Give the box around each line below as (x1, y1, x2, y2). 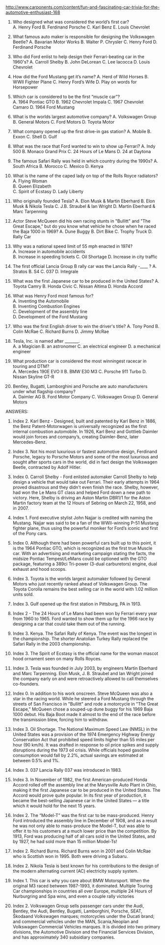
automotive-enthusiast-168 (5, 9, 60, 15)
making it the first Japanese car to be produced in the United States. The (12, 787, 161, 793)
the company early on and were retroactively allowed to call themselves (12, 676, 159, 682)
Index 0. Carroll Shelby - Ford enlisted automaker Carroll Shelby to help (12, 474, 157, 480)
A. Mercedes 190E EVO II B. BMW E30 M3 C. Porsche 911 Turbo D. (12, 369, 147, 374)
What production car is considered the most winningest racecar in (12, 358, 147, 364)
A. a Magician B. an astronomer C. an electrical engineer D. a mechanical (12, 343, 161, 349)
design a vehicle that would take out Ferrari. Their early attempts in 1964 (12, 479, 160, 485)
